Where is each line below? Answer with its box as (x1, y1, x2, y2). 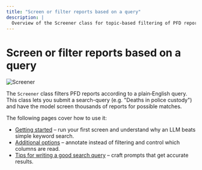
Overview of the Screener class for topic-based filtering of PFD (11, 20, 182, 26)
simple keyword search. (14, 133, 75, 140)
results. (14, 158, 34, 165)
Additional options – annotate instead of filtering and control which (14, 139, 180, 146)
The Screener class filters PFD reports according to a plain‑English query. (6, 90, 188, 97)
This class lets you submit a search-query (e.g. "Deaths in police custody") (6, 97, 192, 104)
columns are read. (14, 145, 60, 153)
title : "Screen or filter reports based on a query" (6, 8, 141, 15)
